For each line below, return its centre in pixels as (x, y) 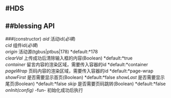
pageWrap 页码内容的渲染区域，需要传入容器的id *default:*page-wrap (79, 71)
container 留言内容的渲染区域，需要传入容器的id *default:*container (77, 65)
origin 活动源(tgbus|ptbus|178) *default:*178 (52, 52)
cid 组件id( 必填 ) (22, 45)
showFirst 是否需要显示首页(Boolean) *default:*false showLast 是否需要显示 (85, 77)
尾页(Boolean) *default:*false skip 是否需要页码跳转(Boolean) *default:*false (86, 84)
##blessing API (30, 26)
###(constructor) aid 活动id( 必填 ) (40, 39)
